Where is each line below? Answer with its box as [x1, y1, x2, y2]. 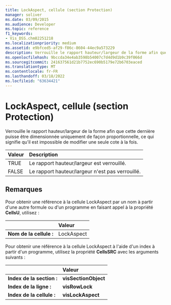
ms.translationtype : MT [5, 64, 56, 69]
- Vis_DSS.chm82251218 [5, 36, 53, 41]
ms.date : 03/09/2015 [5, 17, 49, 22]
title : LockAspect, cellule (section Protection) [5, 7, 113, 13]
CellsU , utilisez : [5, 209, 40, 215]
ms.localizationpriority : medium [5, 41, 76, 46]
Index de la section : [8, 274, 58, 282]
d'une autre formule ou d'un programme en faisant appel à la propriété [5, 204, 154, 210]
